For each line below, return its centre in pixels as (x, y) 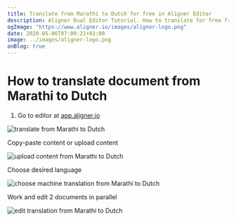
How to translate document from (104, 81)
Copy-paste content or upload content (63, 142)
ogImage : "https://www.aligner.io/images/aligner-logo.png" (97, 27)
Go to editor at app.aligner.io (59, 115)
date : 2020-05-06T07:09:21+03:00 (56, 33)
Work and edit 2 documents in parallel (62, 196)
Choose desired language (45, 170)
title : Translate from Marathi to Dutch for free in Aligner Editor (110, 14)
